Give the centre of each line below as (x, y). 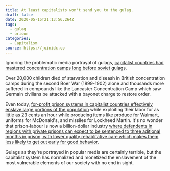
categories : (18, 39)
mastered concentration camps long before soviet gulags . (66, 68)
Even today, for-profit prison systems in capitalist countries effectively (79, 104)
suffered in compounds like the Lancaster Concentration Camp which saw (83, 89)
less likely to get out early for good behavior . (52, 142)
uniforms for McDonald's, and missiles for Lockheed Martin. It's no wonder (84, 120)
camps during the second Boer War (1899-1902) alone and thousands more (85, 83)
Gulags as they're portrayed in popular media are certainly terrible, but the (83, 152)
